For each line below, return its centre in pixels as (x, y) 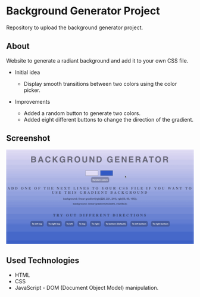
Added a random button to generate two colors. (82, 113)
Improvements (32, 101)
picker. (32, 90)
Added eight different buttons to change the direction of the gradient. (109, 119)
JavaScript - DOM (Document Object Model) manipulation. (87, 287)
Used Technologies (43, 261)
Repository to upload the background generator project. (75, 27)
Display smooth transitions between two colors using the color (100, 83)
